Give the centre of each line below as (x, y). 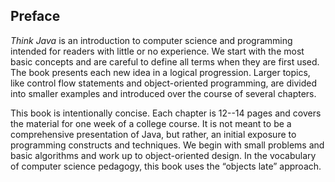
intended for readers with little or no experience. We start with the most (157, 51)
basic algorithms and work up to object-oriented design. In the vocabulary (163, 155)
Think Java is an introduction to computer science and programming (151, 40)
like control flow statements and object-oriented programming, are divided (163, 83)
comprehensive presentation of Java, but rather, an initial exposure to (153, 134)
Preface (35, 16)
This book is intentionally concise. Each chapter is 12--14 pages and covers (166, 113)
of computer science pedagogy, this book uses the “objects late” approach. (166, 166)
